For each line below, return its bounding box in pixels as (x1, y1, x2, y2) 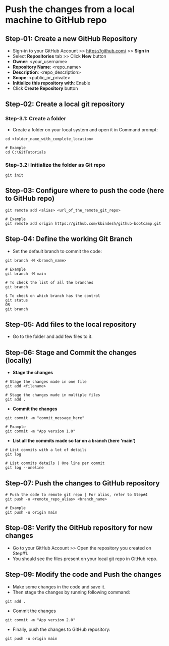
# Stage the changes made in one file (5, 379, 87, 384)
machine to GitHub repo (5, 14, 107, 26)
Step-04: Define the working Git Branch (5, 235, 133, 243)
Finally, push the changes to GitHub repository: (12, 626, 111, 632)
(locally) (5, 356, 32, 365)
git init (5, 173, 24, 178)
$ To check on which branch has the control (5, 293, 100, 299)
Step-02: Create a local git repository (5, 100, 125, 109)
